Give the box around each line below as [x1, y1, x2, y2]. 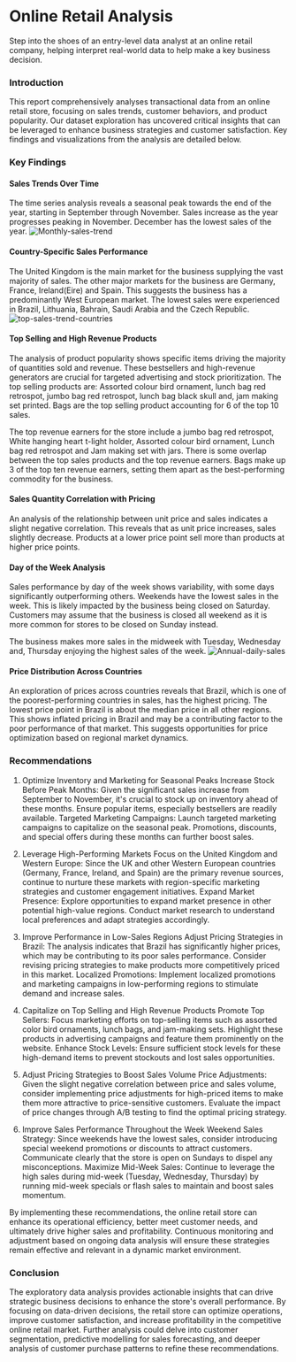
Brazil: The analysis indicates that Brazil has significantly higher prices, [21, 941, 281, 951]
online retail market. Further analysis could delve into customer [9, 1324, 239, 1335]
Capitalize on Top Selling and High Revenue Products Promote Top [21, 1004, 265, 1015]
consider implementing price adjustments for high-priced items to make [21, 1088, 284, 1098]
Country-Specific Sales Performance [9, 246, 148, 257]
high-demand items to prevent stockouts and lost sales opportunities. [21, 1051, 276, 1063]
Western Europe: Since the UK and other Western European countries [21, 858, 277, 868]
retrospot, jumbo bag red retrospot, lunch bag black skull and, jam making [9, 390, 278, 401]
